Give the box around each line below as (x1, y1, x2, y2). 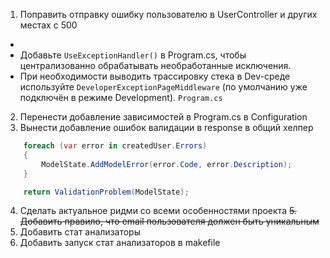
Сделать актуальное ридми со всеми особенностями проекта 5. (19, 205, 297, 217)
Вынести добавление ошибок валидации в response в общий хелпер (19, 122, 314, 133)
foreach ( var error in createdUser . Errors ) (23, 141, 208, 151)
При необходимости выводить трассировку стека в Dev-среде (19, 70, 291, 82)
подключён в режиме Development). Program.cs (19, 92, 223, 103)
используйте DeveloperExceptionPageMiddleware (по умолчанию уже (19, 81, 308, 93)
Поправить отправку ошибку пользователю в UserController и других (19, 9, 318, 20)
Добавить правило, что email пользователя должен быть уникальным (19, 215, 320, 228)
